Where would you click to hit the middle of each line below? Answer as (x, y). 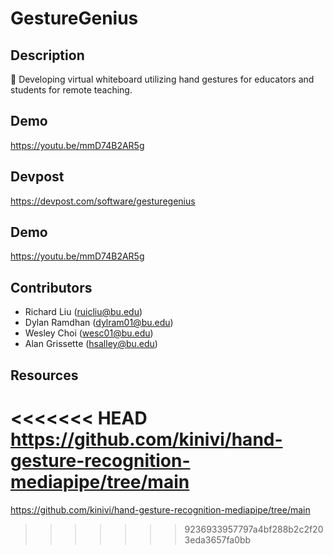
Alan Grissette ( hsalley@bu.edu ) (91, 344)
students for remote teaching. (71, 90)
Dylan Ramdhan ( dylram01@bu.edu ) (99, 323)
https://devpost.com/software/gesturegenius (103, 201)
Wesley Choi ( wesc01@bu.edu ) (89, 333)
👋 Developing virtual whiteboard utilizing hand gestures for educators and (162, 79)
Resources (44, 375)
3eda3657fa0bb (218, 539)
